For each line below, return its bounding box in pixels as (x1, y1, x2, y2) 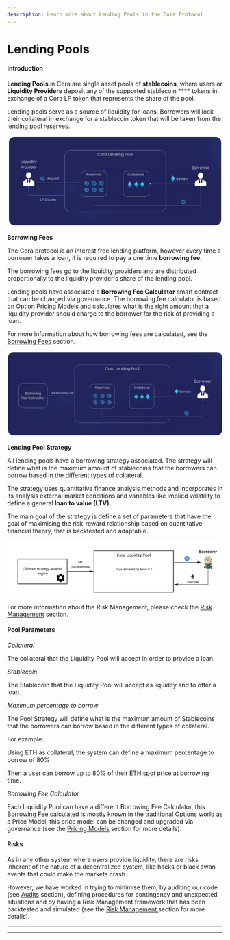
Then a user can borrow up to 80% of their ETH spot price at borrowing (7, 769, 209, 777)
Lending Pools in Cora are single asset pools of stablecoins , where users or (7, 79, 222, 88)
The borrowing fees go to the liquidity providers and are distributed (7, 267, 197, 275)
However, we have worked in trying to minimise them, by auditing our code (7, 883, 218, 891)
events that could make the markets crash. (7, 869, 127, 878)
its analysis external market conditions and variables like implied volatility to (7, 492, 220, 500)
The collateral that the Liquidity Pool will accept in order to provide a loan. (7, 654, 215, 662)
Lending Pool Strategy (7, 443, 72, 451)
